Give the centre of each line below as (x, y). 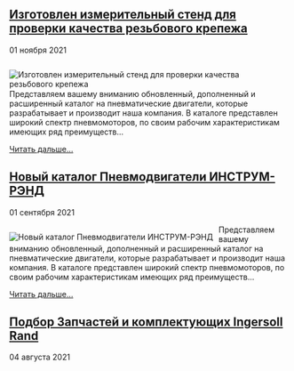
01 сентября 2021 (42, 212)
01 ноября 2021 (38, 50)
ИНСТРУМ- (242, 177)
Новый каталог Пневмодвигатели (108, 177)
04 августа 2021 (40, 357)
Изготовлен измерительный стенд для (123, 15)
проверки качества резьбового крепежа (129, 29)
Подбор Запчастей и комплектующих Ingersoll (146, 323)
